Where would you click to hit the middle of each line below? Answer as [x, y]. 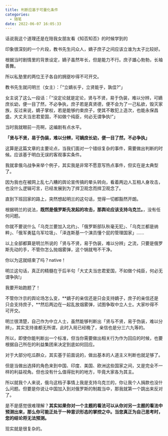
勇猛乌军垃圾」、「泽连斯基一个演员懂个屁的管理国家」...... [85, 233]
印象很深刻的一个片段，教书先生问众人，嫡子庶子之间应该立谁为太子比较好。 [84, 49]
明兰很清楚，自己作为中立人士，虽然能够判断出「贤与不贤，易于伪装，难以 [82, 321]
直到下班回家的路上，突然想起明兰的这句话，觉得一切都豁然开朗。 [73, 199]
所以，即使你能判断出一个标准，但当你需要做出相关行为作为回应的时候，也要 [84, 338]
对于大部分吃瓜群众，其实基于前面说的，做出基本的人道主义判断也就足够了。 [84, 355]
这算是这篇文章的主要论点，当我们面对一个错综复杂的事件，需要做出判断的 [82, 148]
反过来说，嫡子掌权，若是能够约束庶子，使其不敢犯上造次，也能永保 [84, 110]
